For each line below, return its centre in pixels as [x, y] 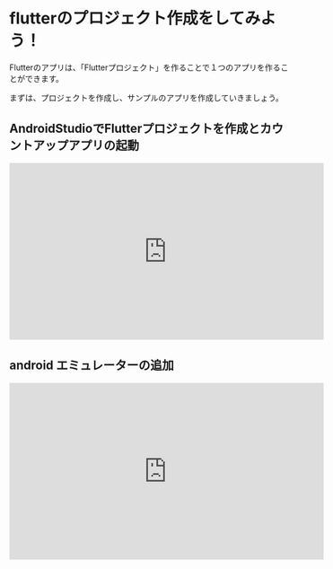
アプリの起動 [103, 146]
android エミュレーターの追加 [92, 366]
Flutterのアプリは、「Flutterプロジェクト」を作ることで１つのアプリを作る [145, 67]
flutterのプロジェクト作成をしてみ [135, 18]
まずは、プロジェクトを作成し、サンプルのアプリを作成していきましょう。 [147, 97]
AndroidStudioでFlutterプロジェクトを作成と [135, 129]
